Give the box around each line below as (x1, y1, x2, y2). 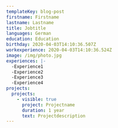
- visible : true (17, 96, 57, 102)
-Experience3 (11, 74, 44, 80)
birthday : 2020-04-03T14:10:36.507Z (6, 42, 96, 48)
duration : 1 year (21, 107, 65, 113)
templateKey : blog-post (6, 8, 65, 15)
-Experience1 (11, 63, 44, 70)
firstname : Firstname (6, 14, 60, 20)
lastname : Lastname (6, 19, 54, 25)
